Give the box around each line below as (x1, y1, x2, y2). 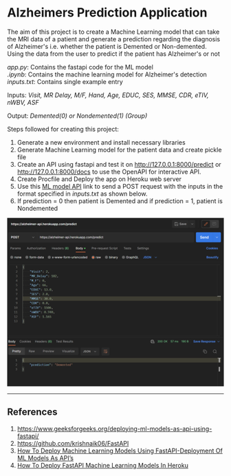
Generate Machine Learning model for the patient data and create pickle (16, 145, 222, 154)
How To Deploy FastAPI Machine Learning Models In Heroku (16, 461, 189, 469)
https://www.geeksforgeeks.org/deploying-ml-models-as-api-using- (16, 424, 212, 433)
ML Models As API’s (16, 453, 74, 462)
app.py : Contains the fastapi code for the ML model (7, 63, 153, 71)
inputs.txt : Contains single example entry (7, 77, 124, 85)
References (7, 406, 58, 418)
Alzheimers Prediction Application (7, 5, 208, 21)
